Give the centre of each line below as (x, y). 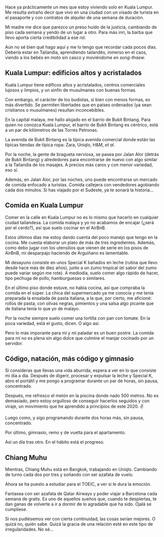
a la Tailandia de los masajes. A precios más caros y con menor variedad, (79, 165)
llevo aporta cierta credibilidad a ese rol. (46, 37)
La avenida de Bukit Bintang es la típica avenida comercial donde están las (80, 139)
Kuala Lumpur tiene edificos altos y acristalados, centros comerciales (75, 85)
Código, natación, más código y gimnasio (70, 359)
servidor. (14, 343)
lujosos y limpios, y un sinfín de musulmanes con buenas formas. (71, 90)
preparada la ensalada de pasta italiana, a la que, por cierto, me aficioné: (79, 298)
